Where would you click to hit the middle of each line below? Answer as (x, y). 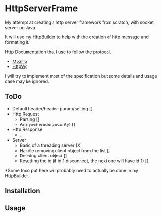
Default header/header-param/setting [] (52, 108)
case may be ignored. (27, 81)
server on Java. (21, 27)
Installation (23, 191)
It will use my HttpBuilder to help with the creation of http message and (77, 37)
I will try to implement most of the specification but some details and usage (81, 76)
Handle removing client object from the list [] (65, 150)
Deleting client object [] (43, 155)
